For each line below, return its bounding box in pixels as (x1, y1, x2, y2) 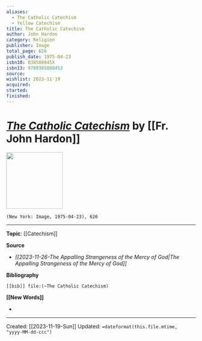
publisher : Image (6, 43, 50, 49)
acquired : (6, 82, 31, 88)
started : (6, 88, 28, 94)
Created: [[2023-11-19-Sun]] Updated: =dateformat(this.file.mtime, (6, 322, 178, 330)
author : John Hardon (6, 31, 58, 37)
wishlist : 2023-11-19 (6, 76, 61, 82)
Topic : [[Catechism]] (6, 230, 58, 237)
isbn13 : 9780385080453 (6, 65, 63, 71)
